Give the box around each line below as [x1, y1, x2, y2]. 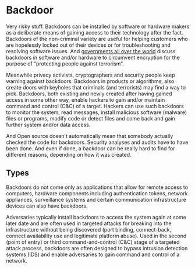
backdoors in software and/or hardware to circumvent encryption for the [6, 54, 180, 61]
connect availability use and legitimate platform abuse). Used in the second [6, 232, 187, 239]
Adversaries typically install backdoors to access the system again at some [6, 213, 186, 220]
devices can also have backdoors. [6, 202, 88, 209]
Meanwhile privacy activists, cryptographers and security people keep [6, 71, 176, 78]
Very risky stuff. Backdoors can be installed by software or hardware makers [6, 23, 190, 30]
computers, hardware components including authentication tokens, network [6, 189, 188, 196]
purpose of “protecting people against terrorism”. [6, 60, 124, 67]
